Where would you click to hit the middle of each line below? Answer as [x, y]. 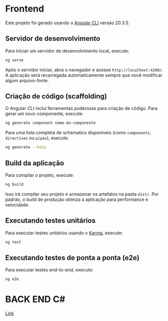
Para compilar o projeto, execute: [40, 175]
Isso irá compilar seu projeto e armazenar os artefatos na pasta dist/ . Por [82, 194]
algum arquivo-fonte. [27, 80]
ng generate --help [26, 147]
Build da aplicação [35, 163]
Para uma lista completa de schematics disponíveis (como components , [78, 133]
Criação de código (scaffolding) [56, 96]
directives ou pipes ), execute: [37, 138]
